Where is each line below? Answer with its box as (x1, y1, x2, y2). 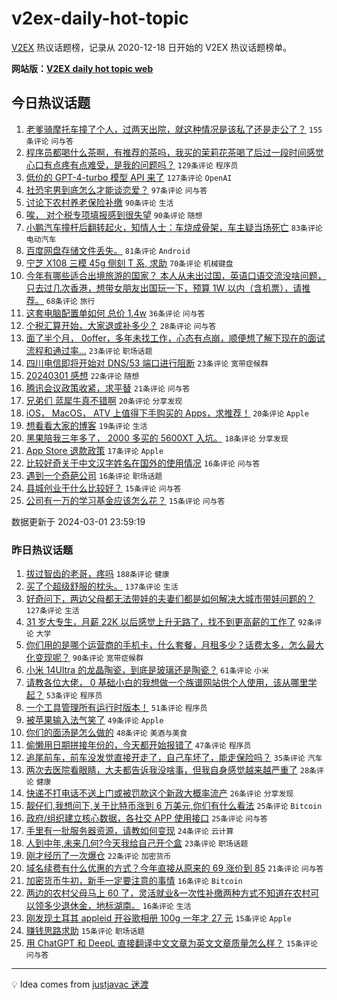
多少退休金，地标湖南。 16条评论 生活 (43, 900, 192, 912)
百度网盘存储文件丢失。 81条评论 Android (25, 244, 191, 256)
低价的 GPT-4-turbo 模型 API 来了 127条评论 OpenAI (25, 171, 233, 183)
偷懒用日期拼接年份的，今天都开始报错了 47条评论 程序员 (25, 739, 252, 751)
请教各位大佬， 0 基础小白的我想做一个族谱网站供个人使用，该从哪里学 (25, 677, 318, 689)
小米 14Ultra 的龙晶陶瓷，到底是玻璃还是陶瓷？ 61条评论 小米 (25, 664, 269, 676)
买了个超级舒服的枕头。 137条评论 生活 (25, 580, 179, 592)
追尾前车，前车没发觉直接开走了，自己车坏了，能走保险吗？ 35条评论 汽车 (25, 752, 323, 764)
